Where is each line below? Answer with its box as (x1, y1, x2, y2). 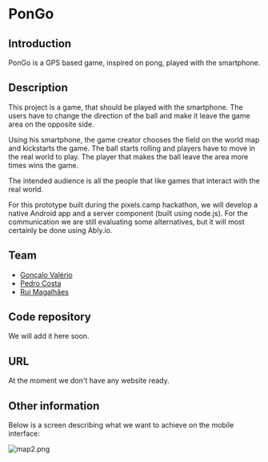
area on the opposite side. (8, 119, 94, 129)
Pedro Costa (19, 278, 62, 288)
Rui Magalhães (19, 287, 70, 296)
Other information (8, 399, 100, 412)
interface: (8, 429, 40, 439)
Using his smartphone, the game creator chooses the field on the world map (8, 135, 260, 144)
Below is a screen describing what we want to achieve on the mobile (8, 420, 234, 430)
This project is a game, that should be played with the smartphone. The (8, 102, 243, 112)
